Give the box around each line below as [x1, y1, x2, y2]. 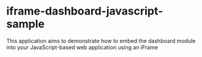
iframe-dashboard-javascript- [6, 4, 163, 18]
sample [6, 17, 45, 31]
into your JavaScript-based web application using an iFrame [6, 44, 158, 51]
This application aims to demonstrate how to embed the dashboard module [6, 37, 196, 44]
